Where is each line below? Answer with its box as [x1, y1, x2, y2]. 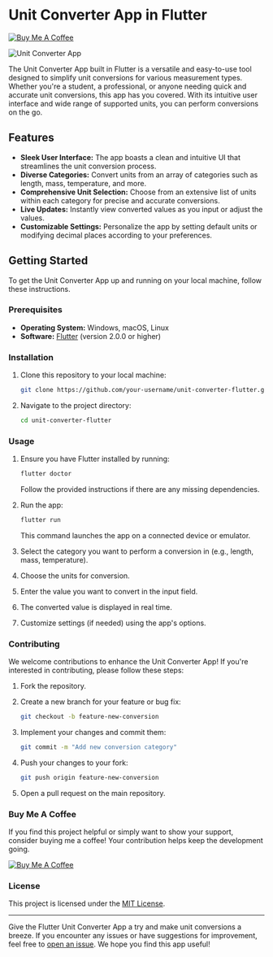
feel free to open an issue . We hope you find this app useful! [8, 939, 211, 949]
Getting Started [8, 254, 89, 268]
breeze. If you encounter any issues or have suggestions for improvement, [8, 931, 258, 941]
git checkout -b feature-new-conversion [19, 713, 159, 721]
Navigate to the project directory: [19, 401, 132, 411]
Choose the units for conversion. [19, 571, 130, 581]
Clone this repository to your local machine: [19, 370, 167, 380]
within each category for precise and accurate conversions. [19, 195, 221, 205]
